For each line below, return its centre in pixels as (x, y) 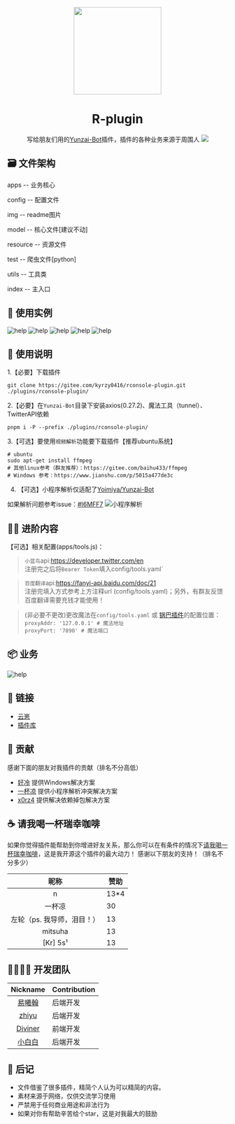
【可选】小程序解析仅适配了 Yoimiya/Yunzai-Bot (86, 489)
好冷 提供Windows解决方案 (56, 782)
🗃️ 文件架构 (31, 163)
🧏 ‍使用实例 (30, 313)
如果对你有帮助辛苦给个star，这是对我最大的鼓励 (87, 1114)
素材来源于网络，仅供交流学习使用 (66, 1096)
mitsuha (55, 932)
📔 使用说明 (30, 354)
